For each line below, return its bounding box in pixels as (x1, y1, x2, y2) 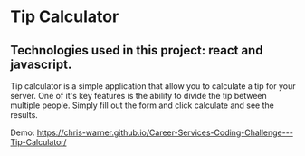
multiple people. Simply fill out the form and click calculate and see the (10, 100, 274, 111)
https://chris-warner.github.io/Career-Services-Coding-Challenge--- (36, 127, 293, 138)
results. (10, 110, 39, 120)
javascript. (10, 56, 72, 72)
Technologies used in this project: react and (10, 43, 263, 58)
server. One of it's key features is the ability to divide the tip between (10, 91, 267, 101)
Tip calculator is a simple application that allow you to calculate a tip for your (10, 81, 296, 92)
